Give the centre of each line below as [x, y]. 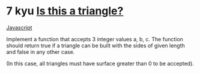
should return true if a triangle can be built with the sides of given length [95, 45]
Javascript [19, 28]
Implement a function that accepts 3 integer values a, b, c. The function [95, 39]
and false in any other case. [41, 51]
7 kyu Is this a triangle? [65, 11]
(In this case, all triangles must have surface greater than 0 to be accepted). [100, 63]
